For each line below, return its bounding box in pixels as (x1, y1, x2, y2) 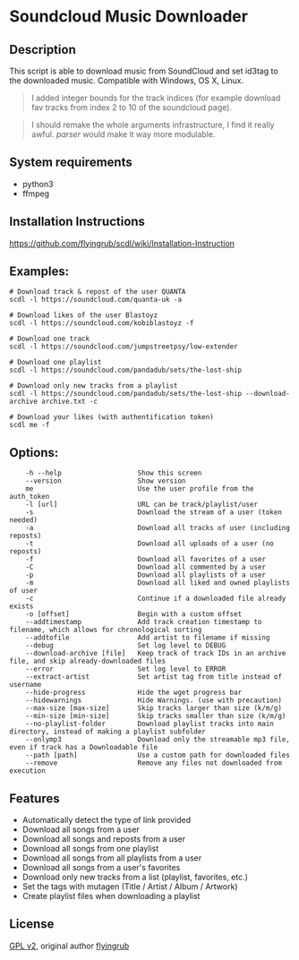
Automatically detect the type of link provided (21, 815, 192, 826)
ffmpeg (21, 188, 50, 199)
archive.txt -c (41, 397, 98, 407)
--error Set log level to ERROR (25, 664, 226, 673)
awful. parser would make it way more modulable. (30, 129, 216, 140)
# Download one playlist (9, 358, 102, 367)
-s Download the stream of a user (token (25, 508, 282, 517)
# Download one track (9, 334, 90, 344)
